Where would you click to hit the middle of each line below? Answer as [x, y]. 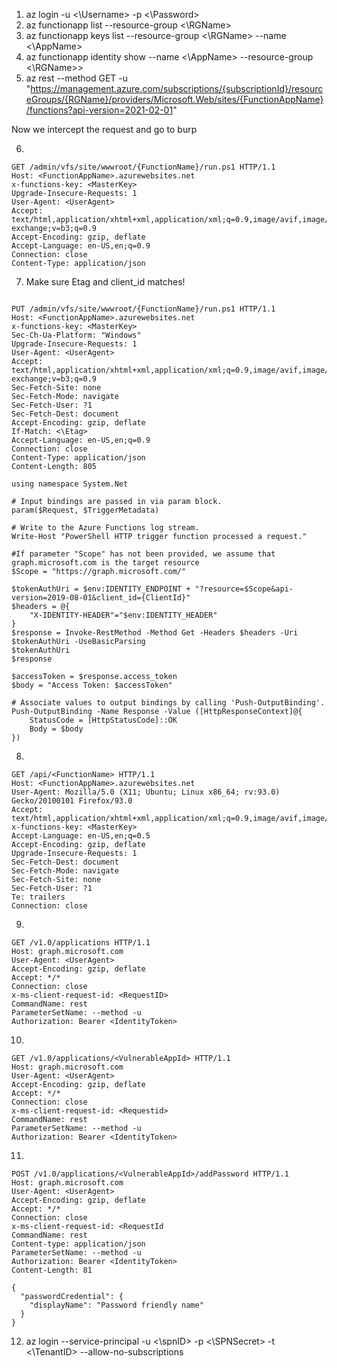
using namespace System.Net [70, 484]
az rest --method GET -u [77, 78]
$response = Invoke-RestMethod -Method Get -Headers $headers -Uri [155, 633]
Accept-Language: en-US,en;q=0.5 [81, 836]
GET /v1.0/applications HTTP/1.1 [81, 943]
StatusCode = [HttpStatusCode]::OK [103, 720]
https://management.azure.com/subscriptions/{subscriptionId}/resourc [177, 88]
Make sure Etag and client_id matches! [105, 282]
